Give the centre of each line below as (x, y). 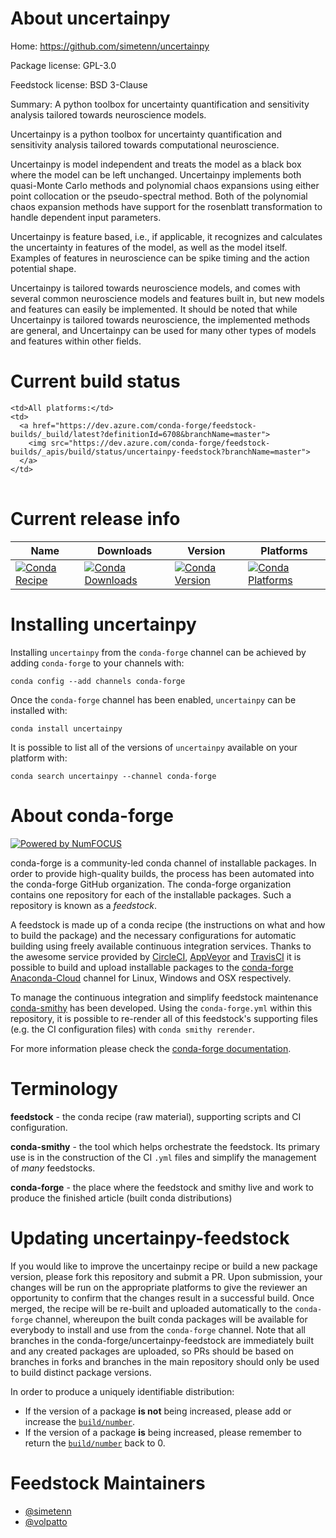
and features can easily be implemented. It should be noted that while (154, 309)
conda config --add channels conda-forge (98, 681)
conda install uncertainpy (66, 728)
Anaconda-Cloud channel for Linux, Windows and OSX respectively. (151, 978)
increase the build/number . (80, 1421)
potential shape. (43, 268)
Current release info (95, 519)
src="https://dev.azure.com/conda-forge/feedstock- (160, 443)
